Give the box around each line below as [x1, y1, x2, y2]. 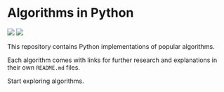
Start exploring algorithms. [7, 77, 84, 85]
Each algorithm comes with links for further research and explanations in [7, 56, 218, 64]
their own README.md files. [7, 63, 81, 71]
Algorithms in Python [7, 5, 134, 21]
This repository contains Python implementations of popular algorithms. [7, 42, 216, 50]
